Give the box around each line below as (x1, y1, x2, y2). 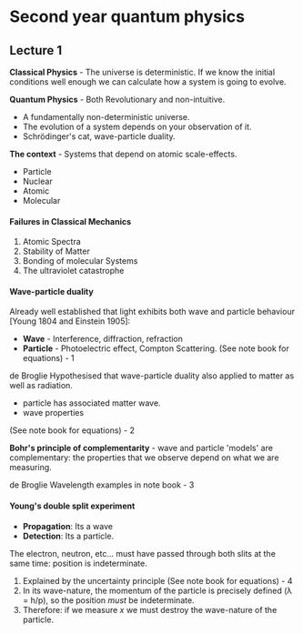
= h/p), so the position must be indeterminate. (22, 594, 195, 606)
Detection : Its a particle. (22, 530, 115, 541)
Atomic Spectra (22, 236, 82, 247)
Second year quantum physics (9, 6, 246, 27)
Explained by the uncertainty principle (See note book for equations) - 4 (22, 575, 293, 586)
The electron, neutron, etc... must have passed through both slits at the (9, 548, 276, 559)
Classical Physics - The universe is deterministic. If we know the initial (9, 66, 276, 77)
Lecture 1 (9, 43, 63, 58)
